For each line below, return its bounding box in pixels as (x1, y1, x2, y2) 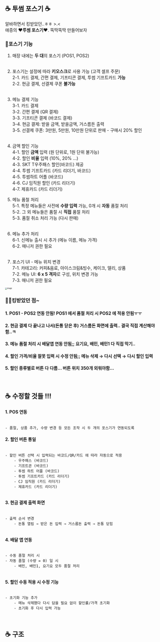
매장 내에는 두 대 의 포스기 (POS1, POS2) (12, 53, 90, 59)
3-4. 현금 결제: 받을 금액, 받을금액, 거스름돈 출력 (12, 121, 105, 127)
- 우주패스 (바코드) (14, 458, 49, 463)
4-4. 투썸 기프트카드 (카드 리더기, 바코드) (12, 168, 91, 174)
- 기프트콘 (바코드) (14, 463, 49, 468)
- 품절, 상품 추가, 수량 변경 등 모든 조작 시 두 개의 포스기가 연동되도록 (5, 426, 134, 430)
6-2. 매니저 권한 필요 (12, 243, 53, 249)
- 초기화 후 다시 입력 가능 (14, 606, 61, 611)
